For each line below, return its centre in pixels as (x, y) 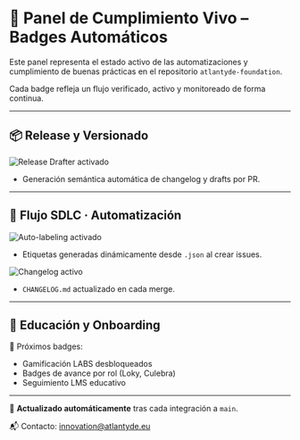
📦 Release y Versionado (79, 136)
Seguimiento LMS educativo (74, 383)
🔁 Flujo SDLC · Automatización (96, 216)
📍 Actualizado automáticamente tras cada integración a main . (124, 409)
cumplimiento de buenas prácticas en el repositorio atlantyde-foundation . (146, 71)
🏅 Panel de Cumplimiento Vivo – (129, 18)
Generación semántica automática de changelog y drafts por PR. (141, 178)
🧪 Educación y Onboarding (85, 325)
